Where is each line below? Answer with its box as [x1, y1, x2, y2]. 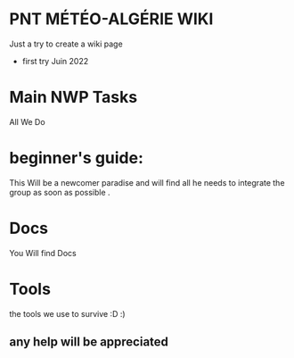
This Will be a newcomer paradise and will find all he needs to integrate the [9, 177, 285, 187]
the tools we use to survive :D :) [9, 308, 127, 319]
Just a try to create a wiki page [9, 38, 123, 49]
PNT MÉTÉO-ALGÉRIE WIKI [9, 9, 214, 29]
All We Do [9, 116, 46, 127]
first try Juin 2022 [21, 55, 89, 66]
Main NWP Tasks [9, 87, 138, 107]
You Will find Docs [9, 247, 78, 258]
